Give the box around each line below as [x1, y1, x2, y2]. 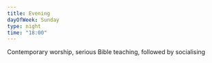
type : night [7, 23, 41, 29]
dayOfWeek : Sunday [7, 16, 59, 23]
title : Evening [7, 10, 51, 17]
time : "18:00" [7, 29, 48, 36]
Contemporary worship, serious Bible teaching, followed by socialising [7, 48, 206, 56]
